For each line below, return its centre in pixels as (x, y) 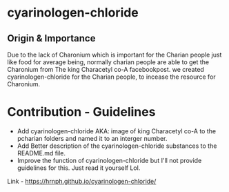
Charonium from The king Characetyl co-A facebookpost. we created (106, 69)
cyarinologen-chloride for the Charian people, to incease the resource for (111, 77)
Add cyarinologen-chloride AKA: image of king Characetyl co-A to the (116, 131)
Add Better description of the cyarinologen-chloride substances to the (117, 146)
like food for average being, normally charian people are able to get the (108, 62)
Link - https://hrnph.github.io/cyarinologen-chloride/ (82, 181)
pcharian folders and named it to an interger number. (92, 138)
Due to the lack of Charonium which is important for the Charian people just (114, 55)
